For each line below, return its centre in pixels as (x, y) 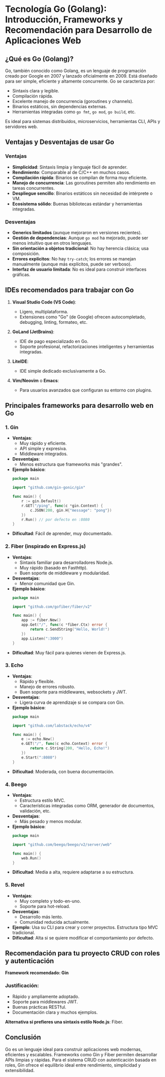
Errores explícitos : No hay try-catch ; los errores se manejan (74, 258)
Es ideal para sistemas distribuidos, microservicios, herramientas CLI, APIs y (83, 121)
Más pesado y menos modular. (51, 821)
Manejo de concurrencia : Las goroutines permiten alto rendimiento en (84, 183)
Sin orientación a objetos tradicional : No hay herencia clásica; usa (80, 248)
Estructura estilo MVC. (42, 800)
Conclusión (23, 1037)
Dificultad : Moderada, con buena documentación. (63, 772)
